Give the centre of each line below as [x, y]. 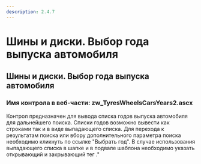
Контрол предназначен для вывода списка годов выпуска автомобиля [97, 116]
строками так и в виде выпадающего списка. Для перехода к [85, 129]
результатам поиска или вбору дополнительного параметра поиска [94, 135]
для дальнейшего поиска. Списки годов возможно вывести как [88, 122]
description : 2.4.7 [31, 12]
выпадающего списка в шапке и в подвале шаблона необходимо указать [100, 148]
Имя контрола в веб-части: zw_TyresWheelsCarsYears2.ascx [100, 103]
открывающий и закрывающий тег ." [53, 154]
